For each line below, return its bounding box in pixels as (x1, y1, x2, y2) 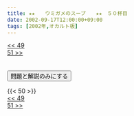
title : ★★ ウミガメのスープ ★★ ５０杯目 (7, 10, 129, 17)
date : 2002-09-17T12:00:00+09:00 (7, 16, 103, 23)
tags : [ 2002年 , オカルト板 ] (7, 23, 78, 29)
